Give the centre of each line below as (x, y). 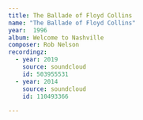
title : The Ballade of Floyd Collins (70, 15)
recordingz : (28, 52)
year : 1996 (28, 30)
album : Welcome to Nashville (56, 37)
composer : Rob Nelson (44, 45)
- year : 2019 (37, 60)
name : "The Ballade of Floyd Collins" (72, 23)
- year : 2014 (37, 81)
